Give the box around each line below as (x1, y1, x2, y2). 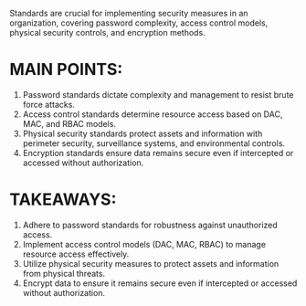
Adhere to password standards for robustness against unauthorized (22, 219, 279, 230)
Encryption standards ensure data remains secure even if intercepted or (22, 147, 294, 158)
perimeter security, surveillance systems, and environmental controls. (22, 137, 286, 149)
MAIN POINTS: (9, 59, 123, 80)
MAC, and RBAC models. (22, 118, 117, 129)
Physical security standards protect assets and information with (22, 128, 263, 139)
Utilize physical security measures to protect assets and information (22, 258, 280, 269)
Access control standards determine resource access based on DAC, (22, 109, 283, 120)
